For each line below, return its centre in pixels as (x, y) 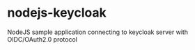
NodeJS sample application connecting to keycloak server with (98, 32)
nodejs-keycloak (57, 13)
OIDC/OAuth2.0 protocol (42, 39)
